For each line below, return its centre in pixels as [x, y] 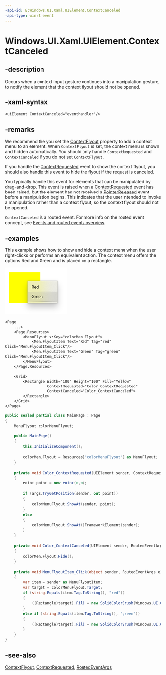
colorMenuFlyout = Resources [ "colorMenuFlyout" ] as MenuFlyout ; [90, 457]
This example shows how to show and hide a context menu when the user [81, 250]
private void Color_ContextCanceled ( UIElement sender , [72, 546]
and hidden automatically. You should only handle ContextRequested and [78, 152]
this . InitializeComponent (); [53, 447]
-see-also [21, 655]
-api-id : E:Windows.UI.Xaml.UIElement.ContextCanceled [63, 10]
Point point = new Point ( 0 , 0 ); [55, 483]
